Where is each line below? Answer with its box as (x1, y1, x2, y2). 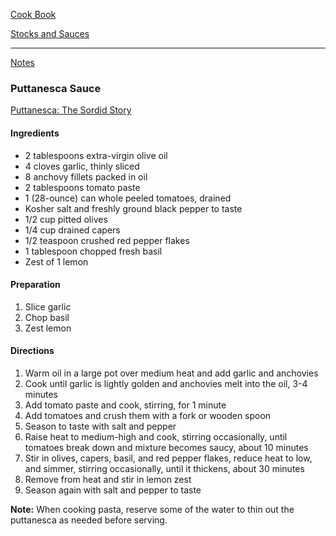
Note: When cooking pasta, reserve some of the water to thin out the (10, 503, 295, 515)
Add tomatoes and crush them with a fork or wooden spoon (24, 409, 272, 421)
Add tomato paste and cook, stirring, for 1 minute (24, 399, 227, 411)
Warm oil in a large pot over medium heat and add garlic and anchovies (24, 367, 319, 379)
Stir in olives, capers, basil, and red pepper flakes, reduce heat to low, (24, 452, 313, 464)
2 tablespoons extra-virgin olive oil (24, 149, 168, 161)
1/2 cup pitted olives (24, 213, 108, 225)
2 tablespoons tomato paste (24, 181, 141, 193)
